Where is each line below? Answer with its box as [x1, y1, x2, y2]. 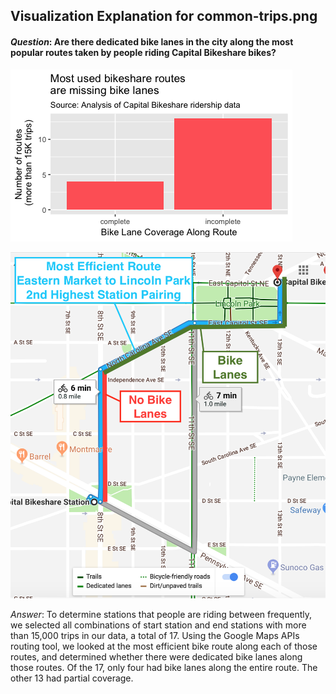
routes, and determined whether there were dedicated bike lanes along [10, 650, 303, 663]
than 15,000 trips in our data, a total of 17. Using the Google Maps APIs [10, 629, 300, 641]
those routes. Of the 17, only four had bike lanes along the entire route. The [10, 661, 318, 673]
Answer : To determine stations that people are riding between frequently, [10, 608, 313, 620]
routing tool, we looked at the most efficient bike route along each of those [10, 640, 318, 652]
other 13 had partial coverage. [10, 672, 134, 684]
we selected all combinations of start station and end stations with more [10, 619, 307, 631]
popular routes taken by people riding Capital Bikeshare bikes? [10, 46, 277, 58]
